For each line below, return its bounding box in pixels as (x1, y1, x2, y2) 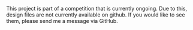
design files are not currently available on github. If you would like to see (6, 11, 185, 18)
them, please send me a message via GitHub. (6, 18, 118, 24)
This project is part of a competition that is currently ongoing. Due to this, (6, 5, 188, 12)
